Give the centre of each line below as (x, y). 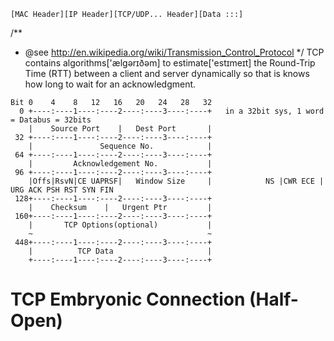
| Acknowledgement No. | (120, 164)
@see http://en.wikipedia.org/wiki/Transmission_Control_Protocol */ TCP (174, 52)
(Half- (273, 299)
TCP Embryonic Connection (128, 299)
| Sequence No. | (120, 146)
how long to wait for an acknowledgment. (110, 84)
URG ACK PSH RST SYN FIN (62, 190)
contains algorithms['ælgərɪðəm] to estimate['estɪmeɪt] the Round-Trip (170, 63)
